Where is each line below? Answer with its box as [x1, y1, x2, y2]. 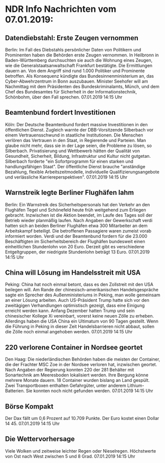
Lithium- [127, 382, 144, 389]
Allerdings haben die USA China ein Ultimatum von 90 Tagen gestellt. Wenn [5, 318, 159, 324]
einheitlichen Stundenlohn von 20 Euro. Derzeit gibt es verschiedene [5, 243, 144, 249]
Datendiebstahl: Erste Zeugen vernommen [5, 34, 139, 42]
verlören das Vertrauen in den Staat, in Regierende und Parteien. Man [5, 137, 146, 143]
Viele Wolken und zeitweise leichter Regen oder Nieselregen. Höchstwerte [5, 448, 156, 454]
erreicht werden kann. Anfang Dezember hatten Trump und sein [5, 308, 135, 314]
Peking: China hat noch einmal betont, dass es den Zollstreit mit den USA [5, 281, 154, 287]
